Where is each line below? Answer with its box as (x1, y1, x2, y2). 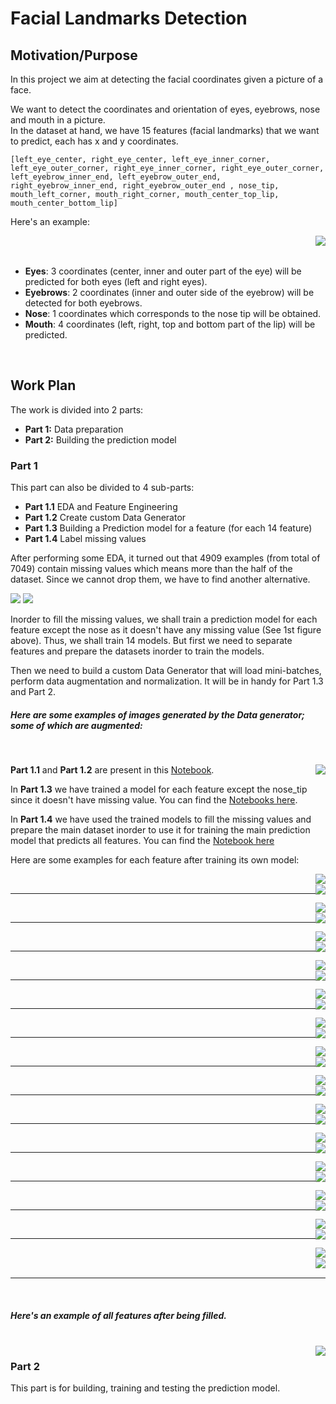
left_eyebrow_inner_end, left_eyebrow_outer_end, (10, 172, 222, 182)
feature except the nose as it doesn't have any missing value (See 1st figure (10, 624, 322, 636)
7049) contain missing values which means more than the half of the (10, 563, 293, 575)
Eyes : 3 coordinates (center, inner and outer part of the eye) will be (24, 265, 302, 277)
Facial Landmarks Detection (10, 7, 248, 30)
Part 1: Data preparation (24, 423, 124, 435)
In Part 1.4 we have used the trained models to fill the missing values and (10, 813, 312, 826)
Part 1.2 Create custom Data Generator (24, 512, 187, 524)
